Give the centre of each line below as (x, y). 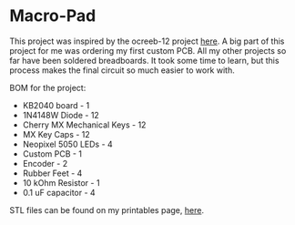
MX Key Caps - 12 (56, 134)
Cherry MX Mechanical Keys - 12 (84, 125)
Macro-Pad (53, 16)
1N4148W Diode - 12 (61, 115)
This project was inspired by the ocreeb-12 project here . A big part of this (147, 41)
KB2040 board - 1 (56, 105)
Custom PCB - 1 (52, 153)
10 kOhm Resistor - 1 (61, 182)
